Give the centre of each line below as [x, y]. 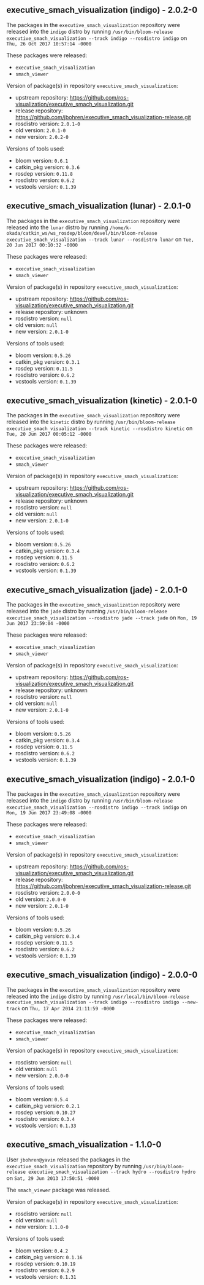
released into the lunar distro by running [57, 227]
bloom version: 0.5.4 [42, 1099]
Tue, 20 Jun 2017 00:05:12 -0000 [49, 434]
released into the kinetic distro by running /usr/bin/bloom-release [91, 422]
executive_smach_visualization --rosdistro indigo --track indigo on [97, 807]
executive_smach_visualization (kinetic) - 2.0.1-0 [102, 401]
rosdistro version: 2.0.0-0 [48, 893]
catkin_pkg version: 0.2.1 [47, 1106]
